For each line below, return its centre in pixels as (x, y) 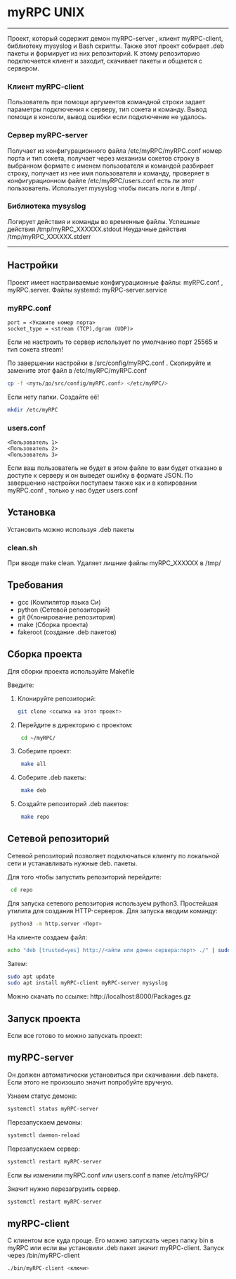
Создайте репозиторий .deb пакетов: (73, 804)
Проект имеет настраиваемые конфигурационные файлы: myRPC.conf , (115, 282)
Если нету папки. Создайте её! (53, 397)
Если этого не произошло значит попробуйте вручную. (90, 1082)
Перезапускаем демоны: (45, 1122)
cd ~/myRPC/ (38, 738)
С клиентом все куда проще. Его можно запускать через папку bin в (111, 1240)
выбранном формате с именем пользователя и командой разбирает (111, 166)
